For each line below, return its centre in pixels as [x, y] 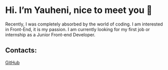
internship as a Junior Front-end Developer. [50, 34]
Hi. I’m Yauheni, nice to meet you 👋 [79, 10]
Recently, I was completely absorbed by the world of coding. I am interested [84, 24]
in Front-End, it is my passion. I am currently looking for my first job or [77, 29]
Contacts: [21, 50]
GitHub [13, 62]
